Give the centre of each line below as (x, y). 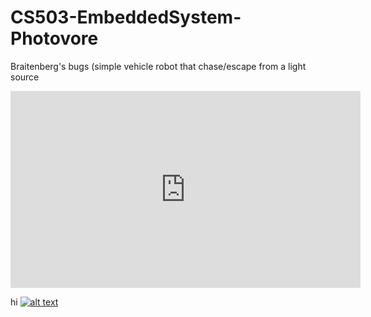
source (25, 77)
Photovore (54, 38)
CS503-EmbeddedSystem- (126, 17)
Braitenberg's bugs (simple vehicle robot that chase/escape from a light (158, 66)
